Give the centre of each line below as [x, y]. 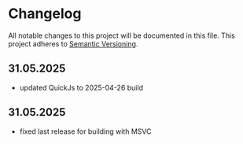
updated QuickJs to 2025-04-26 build [81, 87]
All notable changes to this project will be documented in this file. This [122, 35]
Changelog [45, 14]
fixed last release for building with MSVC [85, 131]
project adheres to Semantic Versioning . [73, 43]
